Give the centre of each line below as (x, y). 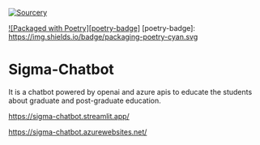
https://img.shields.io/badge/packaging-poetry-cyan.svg (103, 37)
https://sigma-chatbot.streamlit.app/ (69, 116)
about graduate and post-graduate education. (85, 100)
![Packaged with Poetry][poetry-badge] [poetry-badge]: (102, 28)
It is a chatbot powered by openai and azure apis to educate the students (130, 92)
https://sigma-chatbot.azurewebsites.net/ (78, 132)
